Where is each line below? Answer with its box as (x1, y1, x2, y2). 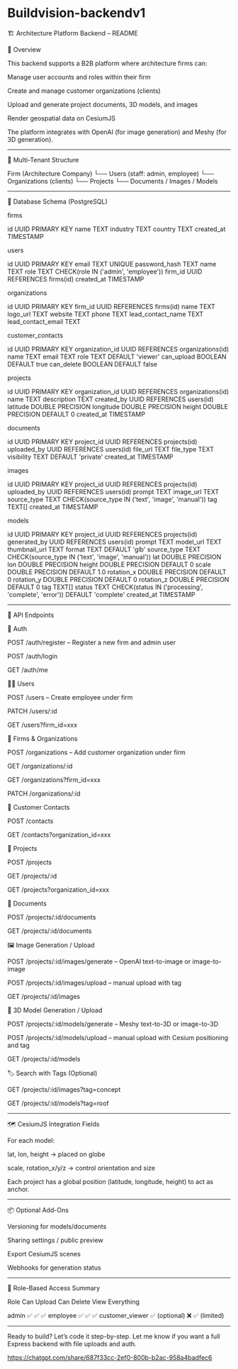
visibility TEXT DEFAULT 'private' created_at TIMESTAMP (7, 452, 174, 461)
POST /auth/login (7, 652, 58, 660)
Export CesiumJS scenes (7, 1249, 81, 1258)
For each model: (7, 1136, 55, 1144)
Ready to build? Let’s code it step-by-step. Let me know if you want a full (7, 1331, 220, 1341)
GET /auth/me (7, 665, 48, 674)
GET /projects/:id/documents (7, 927, 92, 935)
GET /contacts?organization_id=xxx (7, 830, 111, 839)
